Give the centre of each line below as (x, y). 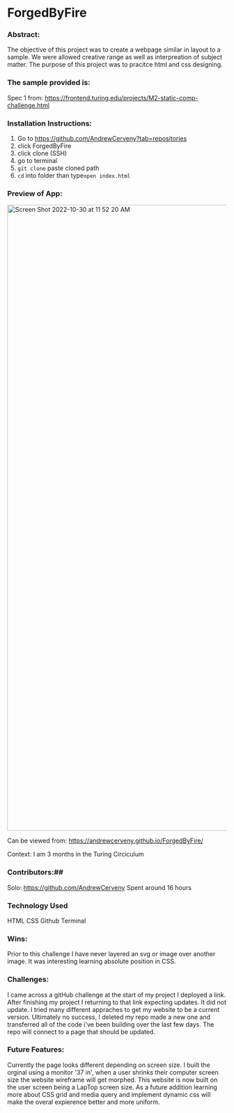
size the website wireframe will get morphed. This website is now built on (112, 1080)
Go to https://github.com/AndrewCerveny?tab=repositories (102, 139)
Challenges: (28, 979)
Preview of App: (35, 193)
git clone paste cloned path (58, 168)
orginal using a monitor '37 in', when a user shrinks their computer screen (113, 1072)
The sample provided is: (49, 83)
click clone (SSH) (42, 153)
